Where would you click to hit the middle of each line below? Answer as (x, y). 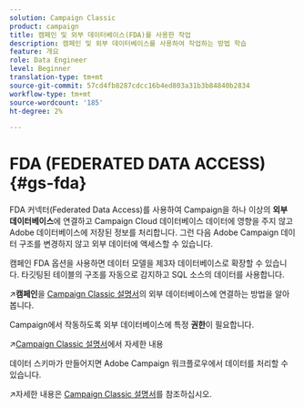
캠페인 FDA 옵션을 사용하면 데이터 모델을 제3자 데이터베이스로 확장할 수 (137, 263)
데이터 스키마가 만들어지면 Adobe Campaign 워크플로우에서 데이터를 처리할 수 (149, 363)
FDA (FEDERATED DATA (100, 164)
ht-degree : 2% (36, 111)
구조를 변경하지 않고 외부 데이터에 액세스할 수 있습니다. (116, 244)
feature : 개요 (34, 52)
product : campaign (44, 26)
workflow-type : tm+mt (51, 94)
